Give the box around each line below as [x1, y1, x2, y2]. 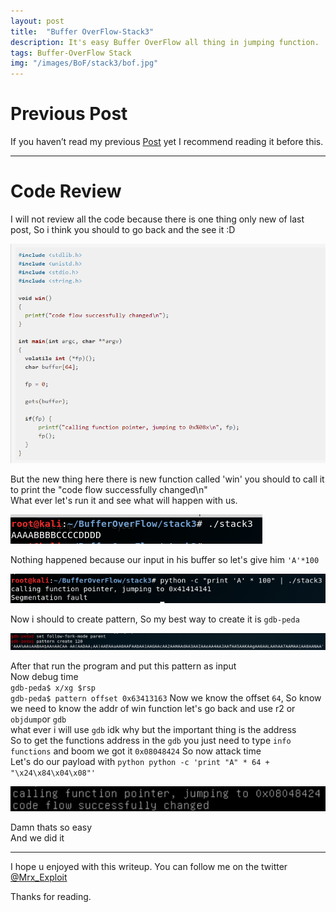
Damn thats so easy [10, 821, 93, 833]
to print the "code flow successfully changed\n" [10, 484, 208, 496]
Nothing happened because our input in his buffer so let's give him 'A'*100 [10, 554, 320, 566]
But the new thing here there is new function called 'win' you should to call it [10, 473, 325, 485]
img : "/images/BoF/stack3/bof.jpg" [10, 58, 159, 69]
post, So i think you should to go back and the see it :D [10, 224, 236, 235]
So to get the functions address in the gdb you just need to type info [10, 735, 292, 747]
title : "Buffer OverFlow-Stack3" [10, 26, 155, 37]
